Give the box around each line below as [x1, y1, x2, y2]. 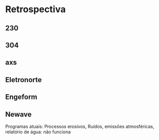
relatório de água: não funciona [5, 128, 71, 135]
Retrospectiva [5, 4, 66, 15]
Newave [5, 110, 32, 119]
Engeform [5, 93, 38, 101]
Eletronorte [5, 75, 42, 84]
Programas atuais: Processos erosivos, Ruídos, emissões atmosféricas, [5, 123, 154, 129]
